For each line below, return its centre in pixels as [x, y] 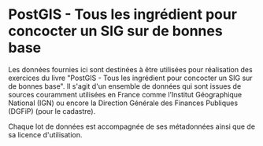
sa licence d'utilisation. [45, 134]
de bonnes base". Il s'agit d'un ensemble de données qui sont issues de [125, 86]
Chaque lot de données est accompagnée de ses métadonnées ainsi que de [132, 126]
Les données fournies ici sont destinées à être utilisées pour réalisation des [131, 69]
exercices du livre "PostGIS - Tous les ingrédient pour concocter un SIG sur [131, 78]
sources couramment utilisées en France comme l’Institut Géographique [125, 94]
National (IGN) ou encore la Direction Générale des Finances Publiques [123, 103]
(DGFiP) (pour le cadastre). [52, 111]
